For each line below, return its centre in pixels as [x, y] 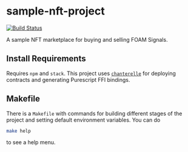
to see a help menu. [31, 142]
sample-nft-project [55, 11]
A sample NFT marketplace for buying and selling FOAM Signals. [87, 39]
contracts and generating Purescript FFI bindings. [68, 79]
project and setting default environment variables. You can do [83, 120]
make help [19, 131]
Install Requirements [46, 59]
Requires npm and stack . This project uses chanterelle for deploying [91, 73]
